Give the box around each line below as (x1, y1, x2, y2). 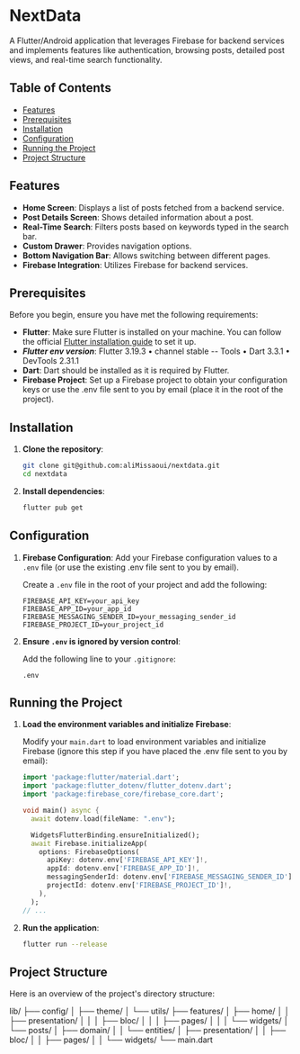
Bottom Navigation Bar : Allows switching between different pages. (22, 249, 271, 261)
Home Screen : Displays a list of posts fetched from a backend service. (22, 202, 285, 212)
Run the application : (22, 922, 100, 932)
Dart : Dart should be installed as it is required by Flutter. (22, 365, 230, 376)
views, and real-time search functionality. (9, 54, 163, 65)
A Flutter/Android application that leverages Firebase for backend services (9, 35, 285, 46)
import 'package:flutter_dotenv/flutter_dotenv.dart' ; (22, 781, 233, 790)
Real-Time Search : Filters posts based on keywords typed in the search (22, 221, 289, 232)
